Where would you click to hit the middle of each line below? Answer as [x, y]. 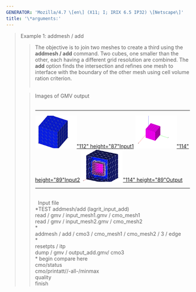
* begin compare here [61, 258]
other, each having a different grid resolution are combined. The [112, 60]
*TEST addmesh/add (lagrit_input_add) [82, 209]
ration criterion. [53, 78]
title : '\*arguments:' [34, 18]
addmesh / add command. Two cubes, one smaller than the [107, 53]
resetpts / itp [50, 246]
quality [43, 277]
